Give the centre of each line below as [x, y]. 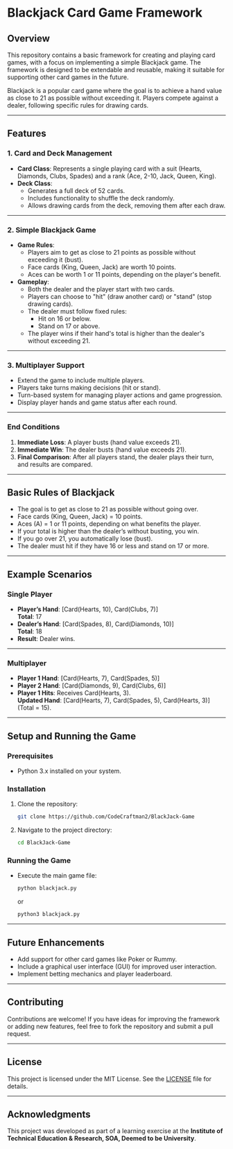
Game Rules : [36, 245]
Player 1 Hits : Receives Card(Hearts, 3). [74, 693]
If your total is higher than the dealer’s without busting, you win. [108, 531]
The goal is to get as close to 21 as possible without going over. [108, 509]
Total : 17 [29, 617]
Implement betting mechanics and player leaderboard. [95, 973]
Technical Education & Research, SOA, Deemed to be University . [102, 1139]
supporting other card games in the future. [68, 77]
